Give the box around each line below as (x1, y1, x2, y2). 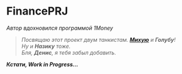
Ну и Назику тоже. (21, 42, 71, 50)
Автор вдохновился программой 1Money (6, 24, 114, 32)
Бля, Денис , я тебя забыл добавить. (21, 49, 117, 56)
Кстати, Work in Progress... (6, 61, 78, 68)
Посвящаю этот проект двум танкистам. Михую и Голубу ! (21, 36, 176, 43)
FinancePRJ (6, 4, 68, 18)
